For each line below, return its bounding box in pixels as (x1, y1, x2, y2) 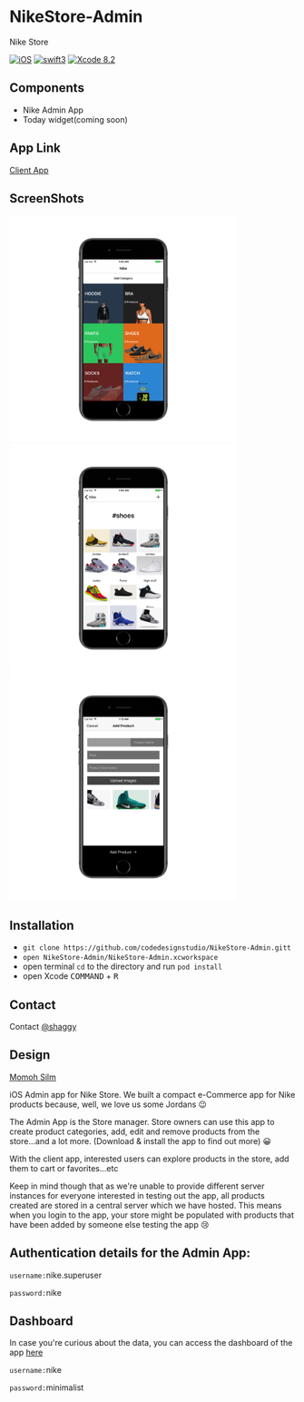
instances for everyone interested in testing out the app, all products (9, 1190, 265, 1200)
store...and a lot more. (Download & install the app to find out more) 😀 (9, 1135, 272, 1146)
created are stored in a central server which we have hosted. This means (9, 1200, 282, 1210)
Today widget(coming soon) (22, 114, 129, 124)
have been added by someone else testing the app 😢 (9, 1219, 210, 1229)
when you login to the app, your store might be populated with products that (9, 1209, 295, 1220)
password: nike (9, 1287, 62, 1298)
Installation (9, 917, 74, 933)
